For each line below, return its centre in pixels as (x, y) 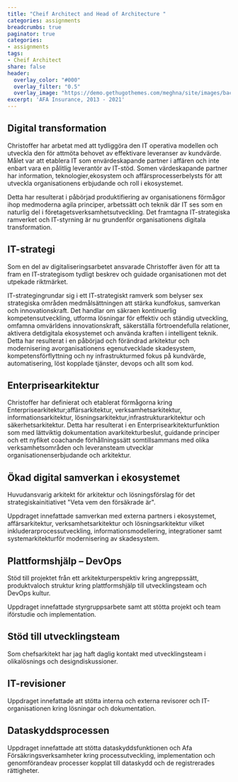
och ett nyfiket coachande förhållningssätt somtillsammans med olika (108, 440)
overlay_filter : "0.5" (47, 87)
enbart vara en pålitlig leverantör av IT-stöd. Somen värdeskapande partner (118, 168)
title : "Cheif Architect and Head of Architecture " (87, 14)
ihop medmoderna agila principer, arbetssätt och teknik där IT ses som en (115, 204)
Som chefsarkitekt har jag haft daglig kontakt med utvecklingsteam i (107, 654)
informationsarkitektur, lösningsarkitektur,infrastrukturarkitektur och (106, 418)
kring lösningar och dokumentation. (104, 708)
